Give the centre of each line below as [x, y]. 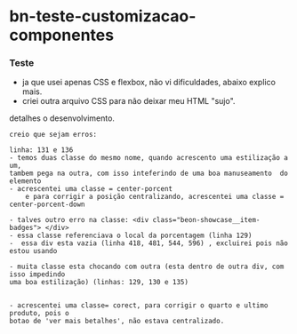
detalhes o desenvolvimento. [62, 118]
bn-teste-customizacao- [103, 16]
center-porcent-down [48, 205]
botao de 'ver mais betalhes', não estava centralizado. [117, 322]
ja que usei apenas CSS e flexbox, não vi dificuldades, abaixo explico [148, 83]
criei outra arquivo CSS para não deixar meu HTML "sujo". [128, 101]
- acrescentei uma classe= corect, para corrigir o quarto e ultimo [139, 306]
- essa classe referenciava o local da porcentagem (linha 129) [131, 236]
